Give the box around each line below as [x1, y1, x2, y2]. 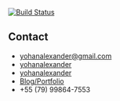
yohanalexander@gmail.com [19, 51, 112, 61]
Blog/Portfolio [19, 76, 64, 86]
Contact [8, 30, 49, 43]
